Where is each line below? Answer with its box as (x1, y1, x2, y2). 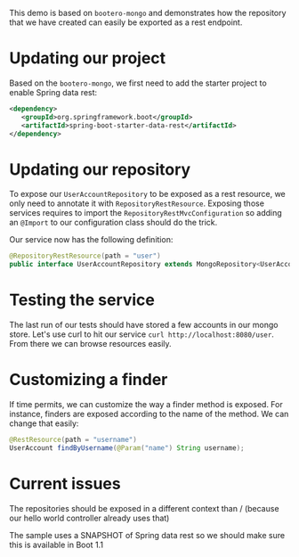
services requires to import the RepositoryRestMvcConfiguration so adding (9, 208, 282, 218)
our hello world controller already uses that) (9, 512, 170, 523)
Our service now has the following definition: (9, 234, 174, 245)
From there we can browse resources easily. (9, 339, 172, 349)
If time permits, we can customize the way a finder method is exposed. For (9, 399, 283, 409)
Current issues (9, 473, 122, 494)
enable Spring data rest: (9, 86, 98, 97)
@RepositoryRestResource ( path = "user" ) (9, 251, 162, 261)
